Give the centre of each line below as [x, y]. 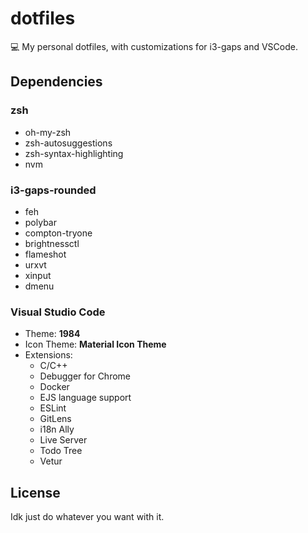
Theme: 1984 [52, 334]
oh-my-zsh [48, 132]
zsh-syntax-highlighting [74, 153]
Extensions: [48, 355]
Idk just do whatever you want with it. [87, 517]
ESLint [53, 408]
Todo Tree [61, 451]
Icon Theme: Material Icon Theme [95, 344]
